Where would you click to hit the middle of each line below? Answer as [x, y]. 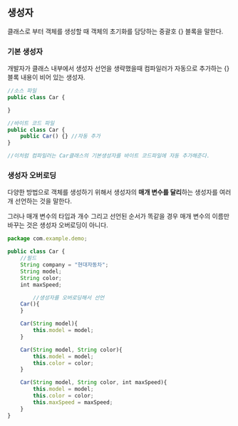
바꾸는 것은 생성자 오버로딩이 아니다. [58, 225]
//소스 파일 [22, 91]
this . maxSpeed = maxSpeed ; [73, 402]
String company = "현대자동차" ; [64, 265]
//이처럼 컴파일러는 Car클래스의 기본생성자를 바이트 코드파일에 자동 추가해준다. [109, 156]
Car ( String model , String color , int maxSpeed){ [94, 383]
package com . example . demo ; [47, 239]
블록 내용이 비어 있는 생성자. [46, 78]
